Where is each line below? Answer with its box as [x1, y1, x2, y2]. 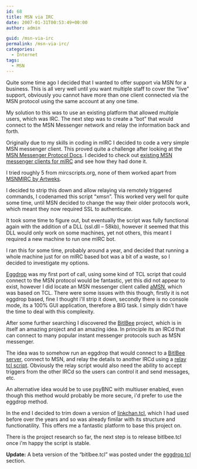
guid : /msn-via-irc [6, 36, 54, 42]
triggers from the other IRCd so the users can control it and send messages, [6, 368, 190, 375]
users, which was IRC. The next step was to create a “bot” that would [6, 115, 174, 122]
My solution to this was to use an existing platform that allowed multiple [6, 109, 179, 116]
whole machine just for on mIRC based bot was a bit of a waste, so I [6, 253, 170, 260]
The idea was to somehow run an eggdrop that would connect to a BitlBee [6, 349, 185, 356]
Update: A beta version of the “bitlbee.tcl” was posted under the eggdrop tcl [6, 451, 191, 458]
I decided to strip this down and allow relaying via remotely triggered [6, 186, 172, 193]
